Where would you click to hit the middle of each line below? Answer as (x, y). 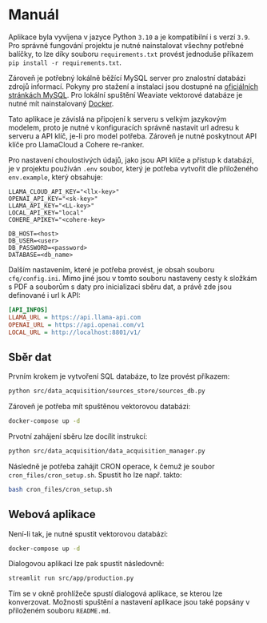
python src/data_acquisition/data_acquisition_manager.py (107, 451)
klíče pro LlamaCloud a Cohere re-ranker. (76, 144)
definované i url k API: (45, 295)
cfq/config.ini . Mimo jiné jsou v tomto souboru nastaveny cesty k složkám (133, 278)
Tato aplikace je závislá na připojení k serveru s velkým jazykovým (118, 119)
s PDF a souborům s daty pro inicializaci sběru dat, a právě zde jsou (120, 287)
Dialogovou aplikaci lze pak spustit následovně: (86, 564)
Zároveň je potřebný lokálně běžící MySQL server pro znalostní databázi (127, 78)
